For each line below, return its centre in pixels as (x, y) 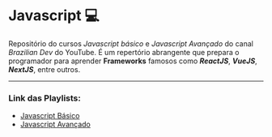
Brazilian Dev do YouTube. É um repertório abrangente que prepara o (124, 52)
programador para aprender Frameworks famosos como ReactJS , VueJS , (133, 61)
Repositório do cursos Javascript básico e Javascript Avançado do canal (131, 43)
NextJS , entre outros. (45, 69)
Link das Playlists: (45, 98)
